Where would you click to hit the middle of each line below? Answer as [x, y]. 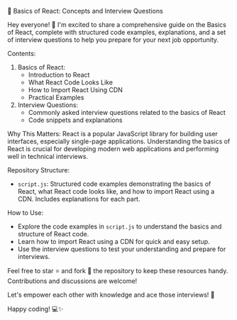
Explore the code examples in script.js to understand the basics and [120, 226]
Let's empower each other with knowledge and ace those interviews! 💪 [111, 295]
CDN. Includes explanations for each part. [79, 199]
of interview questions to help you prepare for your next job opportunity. [113, 40]
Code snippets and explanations [75, 120]
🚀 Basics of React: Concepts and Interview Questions [85, 11]
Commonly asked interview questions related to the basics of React [127, 112]
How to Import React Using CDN [75, 90]
